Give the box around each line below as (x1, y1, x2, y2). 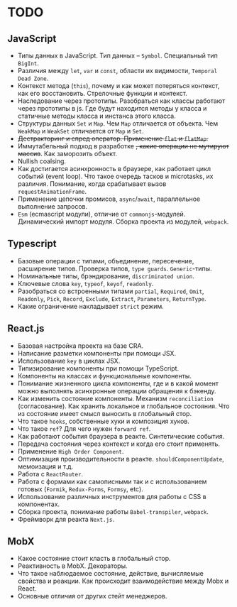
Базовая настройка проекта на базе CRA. (17, 341, 144, 350)
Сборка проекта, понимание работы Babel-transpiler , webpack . (17, 507, 209, 515)
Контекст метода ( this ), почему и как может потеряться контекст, (17, 82, 220, 89)
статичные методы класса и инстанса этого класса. (17, 111, 176, 120)
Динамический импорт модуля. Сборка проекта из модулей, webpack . (17, 217, 229, 226)
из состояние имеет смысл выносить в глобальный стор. (17, 409, 192, 417)
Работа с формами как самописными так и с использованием (17, 477, 207, 486)
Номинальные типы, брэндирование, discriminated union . (17, 271, 195, 280)
